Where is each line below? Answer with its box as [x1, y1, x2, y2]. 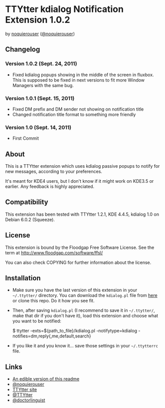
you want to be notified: [12, 318, 61, 324]
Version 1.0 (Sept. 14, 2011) [5, 124, 72, 131]
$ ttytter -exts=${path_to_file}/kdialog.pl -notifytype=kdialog [12, 328, 137, 334]
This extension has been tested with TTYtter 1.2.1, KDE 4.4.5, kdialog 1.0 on [5, 211, 160, 217]
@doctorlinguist [12, 397, 45, 403]
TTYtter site [12, 386, 37, 392]
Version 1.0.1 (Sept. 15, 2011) [5, 95, 75, 102]
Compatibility [5, 198, 48, 206]
